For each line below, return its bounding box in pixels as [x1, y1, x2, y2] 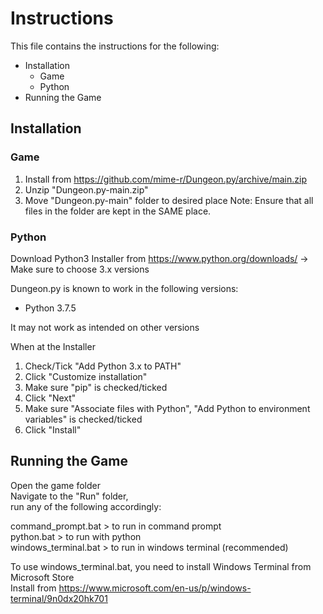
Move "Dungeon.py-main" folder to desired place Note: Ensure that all [24, 194, 314, 206]
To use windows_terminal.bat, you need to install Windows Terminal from [10, 560, 312, 572]
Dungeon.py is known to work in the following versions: [10, 282, 239, 294]
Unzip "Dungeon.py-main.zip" [24, 183, 149, 196]
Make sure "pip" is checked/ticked [24, 381, 168, 393]
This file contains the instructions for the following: [10, 40, 220, 52]
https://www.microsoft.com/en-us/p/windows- [58, 582, 252, 594]
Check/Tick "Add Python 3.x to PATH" [24, 360, 182, 372]
